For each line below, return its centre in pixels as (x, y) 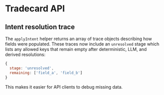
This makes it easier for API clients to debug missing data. (64, 87)
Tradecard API (35, 9)
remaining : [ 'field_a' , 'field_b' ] (46, 73)
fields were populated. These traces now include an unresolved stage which (82, 44)
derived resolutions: (25, 54)
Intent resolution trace (40, 27)
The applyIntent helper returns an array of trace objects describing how (79, 39)
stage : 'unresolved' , (32, 68)
